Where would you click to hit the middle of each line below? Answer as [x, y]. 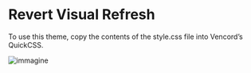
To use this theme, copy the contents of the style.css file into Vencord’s [125, 36]
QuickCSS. [26, 44]
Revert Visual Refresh [82, 15]
